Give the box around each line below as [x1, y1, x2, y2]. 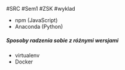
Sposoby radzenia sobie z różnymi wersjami [6, 36, 119, 44]
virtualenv [14, 51, 40, 59]
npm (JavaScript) [14, 17, 58, 23]
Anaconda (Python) [14, 23, 63, 30]
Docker [14, 58, 33, 65]
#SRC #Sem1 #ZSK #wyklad [6, 5, 76, 12]
